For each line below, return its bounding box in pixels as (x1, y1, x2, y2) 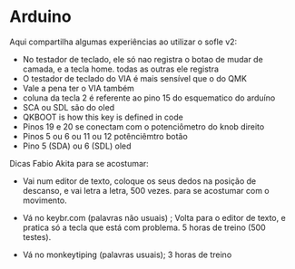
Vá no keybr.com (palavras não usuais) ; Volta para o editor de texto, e (22, 212, 286, 223)
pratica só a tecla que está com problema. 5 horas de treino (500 (22, 222, 266, 233)
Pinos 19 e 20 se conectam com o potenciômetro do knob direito (22, 120, 265, 132)
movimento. (22, 195, 68, 206)
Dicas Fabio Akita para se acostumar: (9, 158, 150, 168)
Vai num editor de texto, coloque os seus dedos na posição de (22, 175, 257, 187)
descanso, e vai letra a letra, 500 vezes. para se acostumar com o (22, 185, 270, 196)
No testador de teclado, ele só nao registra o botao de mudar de (22, 53, 263, 64)
